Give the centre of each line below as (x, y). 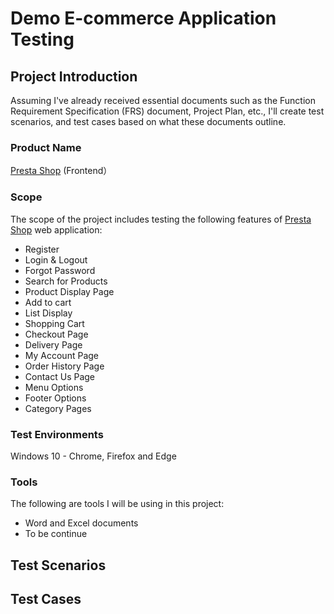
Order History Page (64, 366)
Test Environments (57, 434)
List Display (48, 313)
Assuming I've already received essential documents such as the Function (163, 100)
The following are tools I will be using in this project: (117, 504)
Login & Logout (56, 259)
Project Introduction (74, 76)
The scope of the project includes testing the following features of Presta (161, 219)
